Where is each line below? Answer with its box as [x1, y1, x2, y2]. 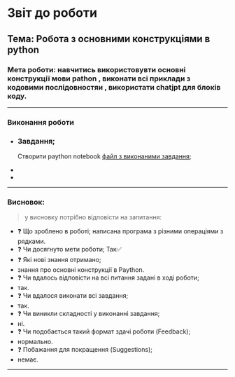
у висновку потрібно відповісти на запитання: [24, 213, 162, 221]
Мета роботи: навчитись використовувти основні [7, 64, 186, 74]
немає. [17, 355, 38, 364]
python [7, 43, 40, 55]
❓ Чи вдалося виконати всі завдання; [17, 292, 129, 300]
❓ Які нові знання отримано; [17, 256, 101, 264]
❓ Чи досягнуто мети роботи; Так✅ [17, 245, 122, 254]
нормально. [17, 338, 54, 346]
